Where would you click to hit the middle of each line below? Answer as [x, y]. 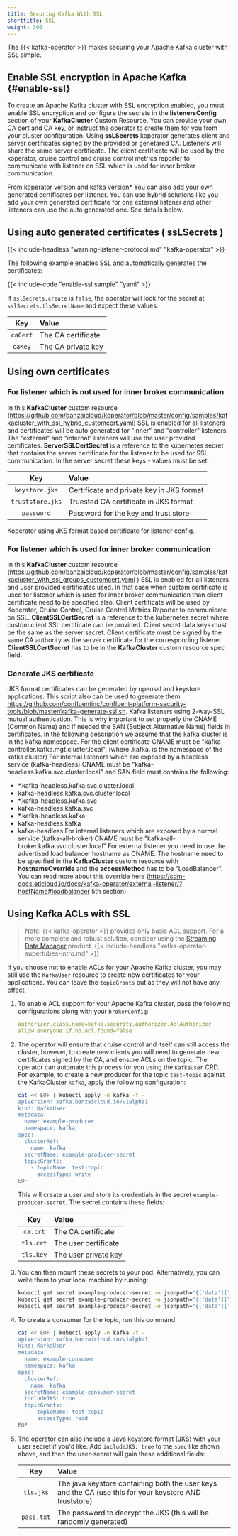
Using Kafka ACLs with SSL [69, 914]
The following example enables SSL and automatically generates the [107, 263]
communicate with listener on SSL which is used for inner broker [102, 166]
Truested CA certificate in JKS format [131, 502]
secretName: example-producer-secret [80, 1154]
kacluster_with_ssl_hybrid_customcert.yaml [70, 423]
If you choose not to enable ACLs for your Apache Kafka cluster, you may [114, 968]
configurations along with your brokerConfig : [83, 1011]
